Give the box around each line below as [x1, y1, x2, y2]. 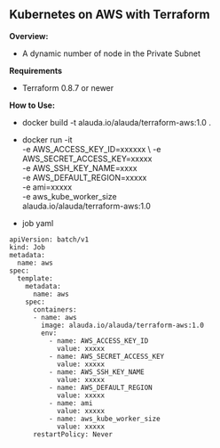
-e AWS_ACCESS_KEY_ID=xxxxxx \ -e [21, 143, 161, 154]
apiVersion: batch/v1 [9, 235, 90, 244]
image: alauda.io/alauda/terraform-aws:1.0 [41, 321, 204, 330]
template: [17, 273, 53, 283]
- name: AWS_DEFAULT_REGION [48, 383, 153, 392]
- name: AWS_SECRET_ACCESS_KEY [48, 352, 165, 361]
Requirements [9, 65, 63, 76]
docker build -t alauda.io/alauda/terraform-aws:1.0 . [21, 117, 211, 127]
